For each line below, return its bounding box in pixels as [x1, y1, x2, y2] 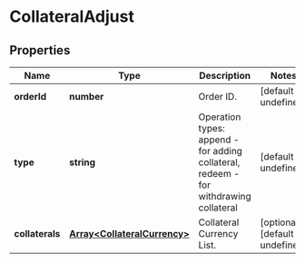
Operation [198, 111, 241, 123]
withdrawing [198, 190, 251, 202]
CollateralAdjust [9, 6, 134, 27]
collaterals [14, 228, 61, 239]
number [69, 91, 104, 102]
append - [198, 133, 240, 146]
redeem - [198, 168, 241, 180]
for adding [198, 145, 243, 157]
